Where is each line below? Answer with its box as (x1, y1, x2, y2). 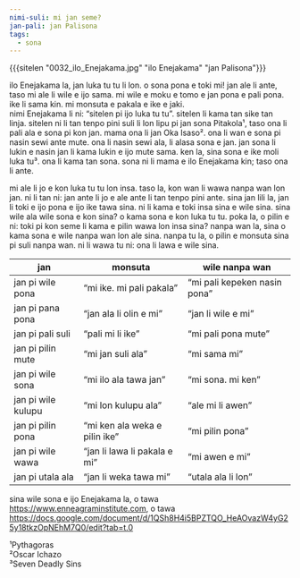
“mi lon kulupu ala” (83, 399, 162, 412)
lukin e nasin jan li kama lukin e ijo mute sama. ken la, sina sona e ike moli (9, 147, 279, 157)
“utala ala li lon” (187, 471, 253, 483)
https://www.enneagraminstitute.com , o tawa (9, 503, 176, 514)
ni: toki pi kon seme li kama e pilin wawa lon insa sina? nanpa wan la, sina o (9, 221, 286, 232)
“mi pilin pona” (187, 425, 249, 438)
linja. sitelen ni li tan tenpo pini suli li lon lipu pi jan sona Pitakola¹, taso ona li (9, 118, 287, 129)
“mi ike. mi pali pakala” (83, 282, 179, 294)
